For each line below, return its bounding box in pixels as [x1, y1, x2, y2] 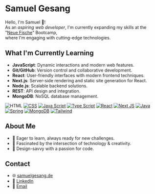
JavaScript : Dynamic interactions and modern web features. [12, 62, 134, 68]
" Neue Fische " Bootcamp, [5, 29, 58, 35]
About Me [5, 122, 36, 130]
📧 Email [12, 183, 28, 189]
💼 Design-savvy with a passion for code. [12, 145, 94, 151]
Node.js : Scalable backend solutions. [12, 83, 88, 89]
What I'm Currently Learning [5, 49, 94, 57]
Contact [5, 160, 30, 168]
